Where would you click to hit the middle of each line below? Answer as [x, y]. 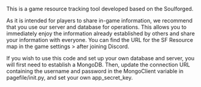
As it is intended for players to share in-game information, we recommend [100, 20]
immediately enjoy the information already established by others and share [100, 33]
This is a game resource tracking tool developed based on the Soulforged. [100, 9]
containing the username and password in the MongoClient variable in [95, 71]
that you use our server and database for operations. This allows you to [97, 27]
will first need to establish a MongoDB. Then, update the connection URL [98, 64]
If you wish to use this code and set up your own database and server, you [100, 58]
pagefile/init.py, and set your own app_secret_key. [70, 78]
